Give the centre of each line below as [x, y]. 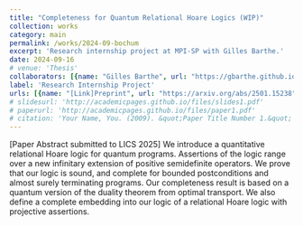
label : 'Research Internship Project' [82, 85]
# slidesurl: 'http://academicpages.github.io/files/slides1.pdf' [137, 102]
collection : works [44, 26]
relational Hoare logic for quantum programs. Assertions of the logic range [148, 154]
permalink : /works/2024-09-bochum [74, 43]
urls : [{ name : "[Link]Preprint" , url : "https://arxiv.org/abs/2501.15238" [153, 93]
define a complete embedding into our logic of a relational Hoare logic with [148, 202]
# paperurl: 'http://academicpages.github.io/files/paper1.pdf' [133, 110]
